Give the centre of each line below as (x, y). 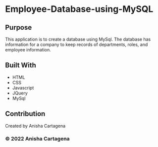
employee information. (28, 50)
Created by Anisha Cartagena (35, 126)
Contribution (25, 114)
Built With (21, 65)
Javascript (23, 88)
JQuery (20, 93)
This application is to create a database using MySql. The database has (78, 39)
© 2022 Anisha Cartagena (38, 139)
